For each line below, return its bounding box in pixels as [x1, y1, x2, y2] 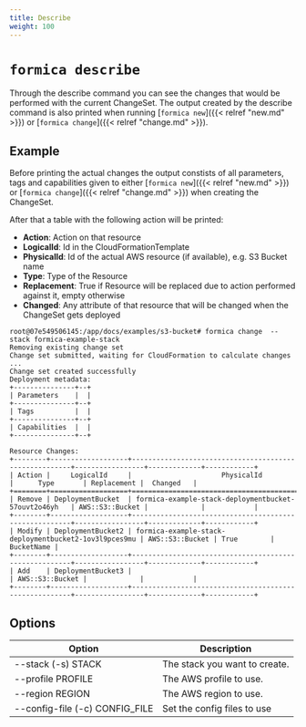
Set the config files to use [162, 702, 271, 715]
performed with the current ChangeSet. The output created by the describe [9, 98, 293, 109]
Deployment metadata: [9, 375, 92, 384]
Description [199, 642, 252, 655]
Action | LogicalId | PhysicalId [17, 471, 262, 480]
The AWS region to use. [162, 688, 263, 701]
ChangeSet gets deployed [22, 309, 121, 320]
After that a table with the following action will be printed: [9, 214, 224, 225]
